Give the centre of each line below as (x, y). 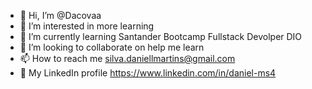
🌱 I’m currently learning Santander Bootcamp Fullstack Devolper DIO (161, 36)
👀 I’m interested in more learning (87, 26)
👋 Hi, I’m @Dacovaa (60, 15)
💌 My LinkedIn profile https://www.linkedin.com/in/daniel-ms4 (148, 73)
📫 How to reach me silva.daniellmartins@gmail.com (127, 58)
